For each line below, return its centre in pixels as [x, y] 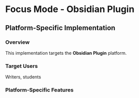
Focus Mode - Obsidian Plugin [70, 9]
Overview [18, 42]
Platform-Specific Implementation [60, 28]
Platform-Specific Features [39, 90]
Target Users [22, 66]
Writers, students [23, 77]
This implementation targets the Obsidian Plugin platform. [66, 53]
